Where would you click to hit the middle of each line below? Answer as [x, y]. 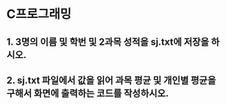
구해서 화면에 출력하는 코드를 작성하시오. [88, 93]
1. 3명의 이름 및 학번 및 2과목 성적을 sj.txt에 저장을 [108, 42]
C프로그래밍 [39, 14]
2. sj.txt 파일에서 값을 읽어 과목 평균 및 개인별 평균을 [111, 80]
